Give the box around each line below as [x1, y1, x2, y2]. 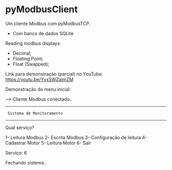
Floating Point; [12, 55, 44, 62]
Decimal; [12, 50, 32, 56]
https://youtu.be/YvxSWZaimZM [5, 76, 74, 82]
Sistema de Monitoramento [7, 111, 63, 116]
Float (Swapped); [12, 61, 50, 67]
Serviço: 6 [5, 150, 27, 156]
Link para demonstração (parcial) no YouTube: [5, 70, 103, 77]
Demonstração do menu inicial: [5, 86, 71, 92]
